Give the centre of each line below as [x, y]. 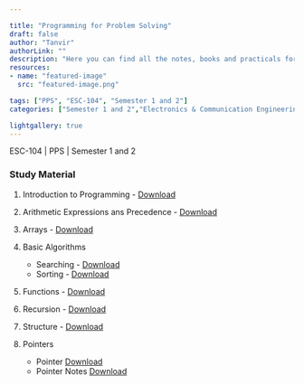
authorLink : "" [38, 51]
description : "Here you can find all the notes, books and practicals [145, 60]
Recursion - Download [64, 309]
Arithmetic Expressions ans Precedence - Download [120, 211]
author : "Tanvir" [42, 42]
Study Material [43, 174]
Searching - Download [78, 264]
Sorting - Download [72, 274]
